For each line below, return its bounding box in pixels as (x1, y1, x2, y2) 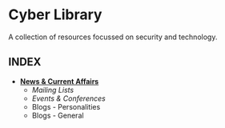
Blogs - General (31, 110, 84, 120)
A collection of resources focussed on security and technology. (8, 32, 218, 42)
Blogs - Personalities (31, 102, 101, 111)
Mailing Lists (31, 85, 74, 94)
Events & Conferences (31, 94, 106, 103)
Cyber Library (8, 6, 102, 24)
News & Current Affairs (19, 76, 99, 86)
